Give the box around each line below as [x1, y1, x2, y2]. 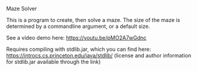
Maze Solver [6, 5, 37, 12]
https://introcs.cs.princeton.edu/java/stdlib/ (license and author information [6, 52, 192, 59]
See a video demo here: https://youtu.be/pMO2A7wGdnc [6, 34, 147, 41]
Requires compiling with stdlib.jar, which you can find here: [6, 46, 151, 53]
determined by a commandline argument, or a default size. [6, 23, 150, 30]
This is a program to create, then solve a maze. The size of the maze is [6, 17, 180, 23]
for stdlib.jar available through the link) [6, 59, 101, 65]
